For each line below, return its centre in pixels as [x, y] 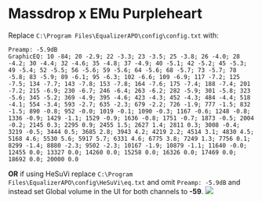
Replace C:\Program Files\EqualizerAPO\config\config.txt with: [114, 35]
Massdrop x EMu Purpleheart [105, 14]
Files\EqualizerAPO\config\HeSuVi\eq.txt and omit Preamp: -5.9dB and [124, 182]
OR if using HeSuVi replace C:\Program [71, 174]
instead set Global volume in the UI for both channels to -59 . [106, 191]
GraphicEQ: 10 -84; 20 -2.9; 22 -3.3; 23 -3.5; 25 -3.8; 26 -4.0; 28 [124, 56]
